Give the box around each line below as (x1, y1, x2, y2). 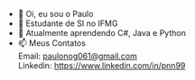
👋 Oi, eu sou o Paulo (17, 9, 94, 19)
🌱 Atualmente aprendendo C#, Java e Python (17, 28, 187, 38)
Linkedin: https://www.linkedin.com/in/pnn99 (17, 60, 186, 71)
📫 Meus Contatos (17, 38, 86, 49)
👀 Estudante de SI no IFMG (17, 18, 118, 29)
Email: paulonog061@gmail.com (17, 50, 137, 61)
